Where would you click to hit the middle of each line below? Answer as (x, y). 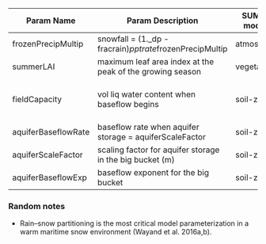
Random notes (37, 206)
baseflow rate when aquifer (148, 127)
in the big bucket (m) (137, 160)
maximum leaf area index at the (156, 61)
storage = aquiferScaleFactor (152, 137)
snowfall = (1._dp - (133, 39)
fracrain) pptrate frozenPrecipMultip (163, 49)
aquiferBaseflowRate (51, 132)
